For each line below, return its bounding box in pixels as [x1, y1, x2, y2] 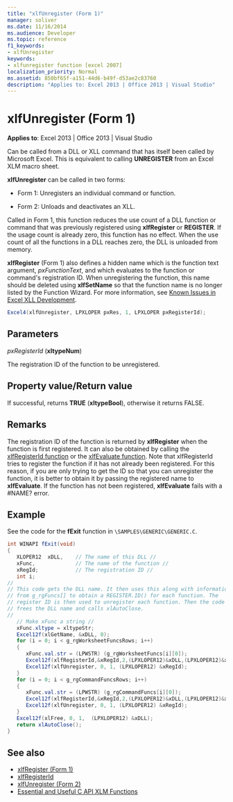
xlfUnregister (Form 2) [17, 780, 81, 788]
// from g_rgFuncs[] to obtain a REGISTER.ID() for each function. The [7, 592, 218, 599]
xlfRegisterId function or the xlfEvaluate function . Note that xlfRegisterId [7, 452, 214, 460]
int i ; [16, 573, 36, 580]
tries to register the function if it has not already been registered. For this [7, 459, 215, 468]
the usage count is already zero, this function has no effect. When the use [7, 230, 218, 239]
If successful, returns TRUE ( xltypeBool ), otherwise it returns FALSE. [7, 398, 205, 407]
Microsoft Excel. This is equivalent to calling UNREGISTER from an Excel [7, 155, 214, 163]
